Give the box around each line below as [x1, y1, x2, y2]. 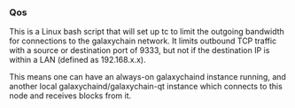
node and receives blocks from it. [9, 90, 132, 101]
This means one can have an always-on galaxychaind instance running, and [9, 72, 286, 82]
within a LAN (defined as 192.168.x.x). [9, 55, 146, 66]
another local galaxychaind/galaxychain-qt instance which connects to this [9, 81, 283, 92]
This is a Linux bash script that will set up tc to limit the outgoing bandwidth [9, 27, 285, 37]
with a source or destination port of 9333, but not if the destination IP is [9, 45, 270, 56]
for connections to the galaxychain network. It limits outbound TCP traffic [9, 35, 277, 46]
